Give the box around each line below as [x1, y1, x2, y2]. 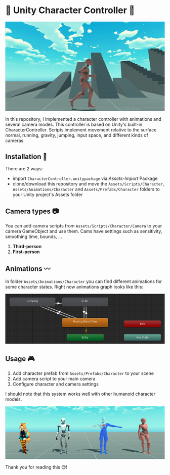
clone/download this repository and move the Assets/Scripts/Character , [12, 181, 164, 187]
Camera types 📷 [5, 207, 59, 215]
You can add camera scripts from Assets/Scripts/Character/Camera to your [5, 223, 162, 229]
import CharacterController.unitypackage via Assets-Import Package [12, 175, 158, 181]
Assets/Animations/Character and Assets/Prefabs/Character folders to [12, 186, 160, 193]
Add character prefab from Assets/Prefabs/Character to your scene [12, 370, 154, 376]
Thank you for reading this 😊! [5, 464, 67, 470]
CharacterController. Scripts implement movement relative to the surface [5, 127, 157, 133]
